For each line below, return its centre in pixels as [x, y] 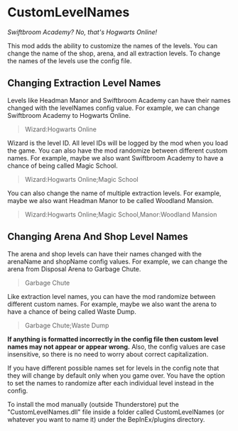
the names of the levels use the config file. [70, 60]
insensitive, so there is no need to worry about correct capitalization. [108, 354]
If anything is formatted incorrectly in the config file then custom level [113, 339]
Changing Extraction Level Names [84, 83]
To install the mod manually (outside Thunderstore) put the [93, 404]
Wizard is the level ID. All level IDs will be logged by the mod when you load [118, 143]
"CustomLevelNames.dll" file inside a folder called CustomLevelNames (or [116, 412]
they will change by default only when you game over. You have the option [116, 375]
